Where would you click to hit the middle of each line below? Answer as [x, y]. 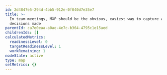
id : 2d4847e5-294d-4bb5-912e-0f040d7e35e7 [50, 10]
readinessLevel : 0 [29, 42]
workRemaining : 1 [28, 51]
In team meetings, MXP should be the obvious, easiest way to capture [84, 19]
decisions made [25, 23]
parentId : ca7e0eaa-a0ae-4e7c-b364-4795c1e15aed [56, 28]
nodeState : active [24, 56]
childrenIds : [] [22, 33]
